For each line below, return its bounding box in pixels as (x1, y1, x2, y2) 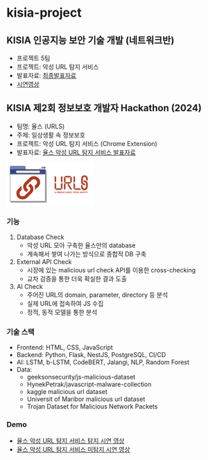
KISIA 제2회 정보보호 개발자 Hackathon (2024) (6, 102, 202, 114)
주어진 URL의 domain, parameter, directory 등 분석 (26, 290, 168, 299)
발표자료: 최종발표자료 (16, 72, 77, 79)
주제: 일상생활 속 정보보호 (16, 131, 86, 139)
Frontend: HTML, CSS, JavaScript (16, 343, 114, 352)
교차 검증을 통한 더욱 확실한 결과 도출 (26, 274, 128, 283)
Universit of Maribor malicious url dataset (26, 395, 146, 404)
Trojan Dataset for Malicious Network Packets (26, 402, 158, 411)
